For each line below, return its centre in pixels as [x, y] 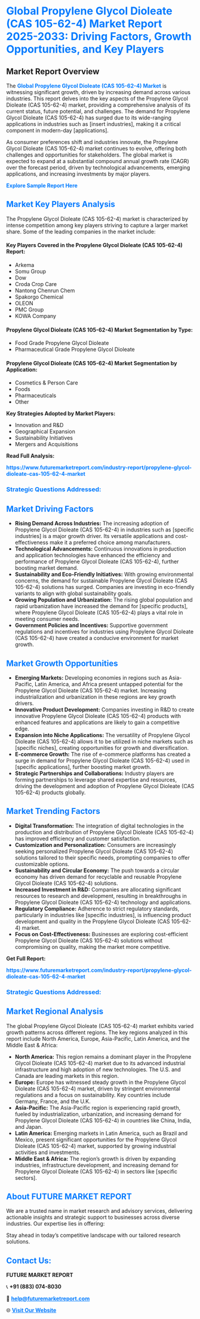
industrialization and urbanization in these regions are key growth [95, 696]
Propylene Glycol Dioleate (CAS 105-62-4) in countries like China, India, [103, 1120]
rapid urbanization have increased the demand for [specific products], [101, 606]
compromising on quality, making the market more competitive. [93, 947]
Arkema [24, 265]
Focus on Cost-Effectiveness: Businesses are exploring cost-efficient [101, 934]
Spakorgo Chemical [39, 297]
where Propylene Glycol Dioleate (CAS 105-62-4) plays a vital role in [99, 612]
